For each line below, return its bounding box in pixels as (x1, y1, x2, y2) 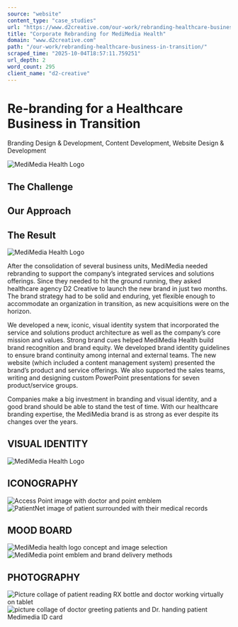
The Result (7, 229, 57, 241)
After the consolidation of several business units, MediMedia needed (7, 262, 208, 271)
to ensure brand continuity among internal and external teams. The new (7, 351, 217, 359)
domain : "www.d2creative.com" (7, 37, 97, 44)
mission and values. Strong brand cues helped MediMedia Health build (7, 336, 214, 344)
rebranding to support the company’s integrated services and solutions (7, 269, 215, 278)
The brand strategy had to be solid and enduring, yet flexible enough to (7, 292, 216, 300)
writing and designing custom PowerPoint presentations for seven (7, 374, 200, 382)
